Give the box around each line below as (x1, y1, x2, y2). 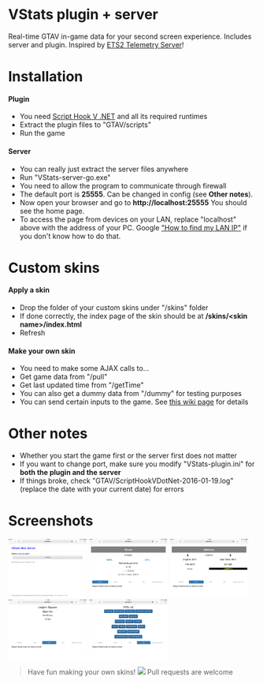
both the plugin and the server (19, 468, 121, 477)
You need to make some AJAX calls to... (19, 364, 150, 373)
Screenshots (8, 512, 94, 530)
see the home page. (19, 206, 85, 215)
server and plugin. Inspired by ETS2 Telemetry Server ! (8, 39, 184, 49)
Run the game (19, 129, 65, 138)
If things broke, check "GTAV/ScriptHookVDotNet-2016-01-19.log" (19, 476, 234, 486)
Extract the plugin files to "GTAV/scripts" (19, 120, 152, 129)
